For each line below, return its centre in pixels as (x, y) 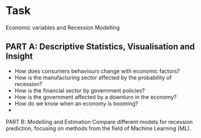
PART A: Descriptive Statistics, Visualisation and (100, 47)
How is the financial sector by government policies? (79, 90)
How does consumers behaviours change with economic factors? (97, 71)
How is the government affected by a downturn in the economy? (96, 97)
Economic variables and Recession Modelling (63, 27)
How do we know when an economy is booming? (76, 103)
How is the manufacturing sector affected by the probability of (93, 78)
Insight (19, 56)
